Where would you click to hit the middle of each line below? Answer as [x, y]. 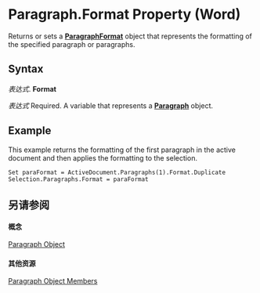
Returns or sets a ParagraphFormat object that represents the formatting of [130, 36]
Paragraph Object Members [53, 281]
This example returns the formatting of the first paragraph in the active [122, 150]
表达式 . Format [32, 89]
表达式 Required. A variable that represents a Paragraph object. [111, 105]
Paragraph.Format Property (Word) [125, 14]
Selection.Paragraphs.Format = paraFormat [78, 179]
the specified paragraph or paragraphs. [72, 44]
